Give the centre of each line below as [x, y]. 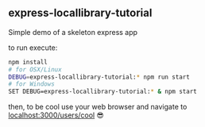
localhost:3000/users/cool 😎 [56, 115]
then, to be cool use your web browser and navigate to [98, 107]
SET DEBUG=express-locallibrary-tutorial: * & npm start [102, 92]
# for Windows [32, 84]
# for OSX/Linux [35, 69]
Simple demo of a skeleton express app [73, 32]
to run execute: [33, 48]
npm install [28, 62]
